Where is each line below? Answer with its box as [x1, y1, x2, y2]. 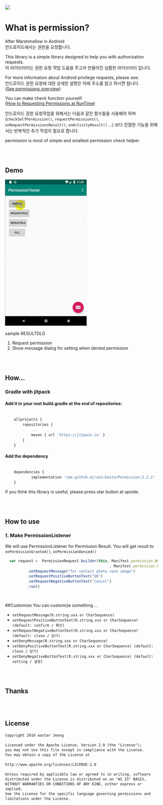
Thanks [5, 687, 29, 695]
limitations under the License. [5, 796, 70, 801]
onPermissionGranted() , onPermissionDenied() [5, 548, 97, 554]
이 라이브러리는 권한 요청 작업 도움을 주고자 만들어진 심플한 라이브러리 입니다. [5, 65, 151, 71]
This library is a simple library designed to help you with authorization [5, 54, 144, 59]
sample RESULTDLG [5, 330, 46, 336]
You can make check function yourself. [5, 95, 83, 101]
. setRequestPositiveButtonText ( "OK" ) [26, 574, 103, 579]
